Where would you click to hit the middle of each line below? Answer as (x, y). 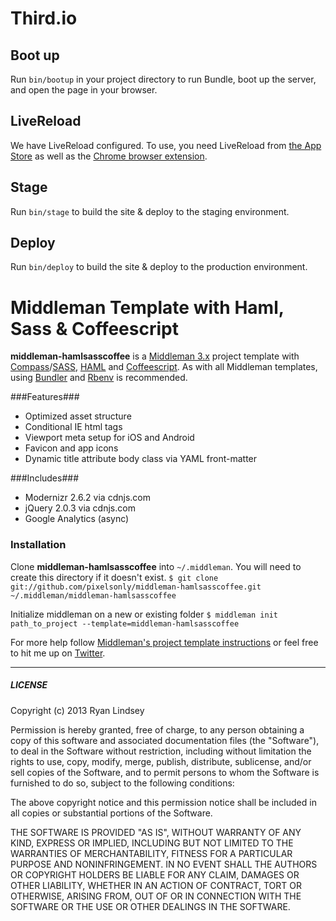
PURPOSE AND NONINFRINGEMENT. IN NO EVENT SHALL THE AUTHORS (164, 864)
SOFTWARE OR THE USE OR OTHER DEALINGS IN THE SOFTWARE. (150, 906)
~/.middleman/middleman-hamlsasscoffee (93, 595)
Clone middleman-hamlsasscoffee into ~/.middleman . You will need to (156, 566)
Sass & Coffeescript (94, 328)
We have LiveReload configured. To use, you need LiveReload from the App (166, 145)
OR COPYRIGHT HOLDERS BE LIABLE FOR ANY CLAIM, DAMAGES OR (155, 874)
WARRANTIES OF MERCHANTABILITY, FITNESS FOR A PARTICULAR (151, 853)
